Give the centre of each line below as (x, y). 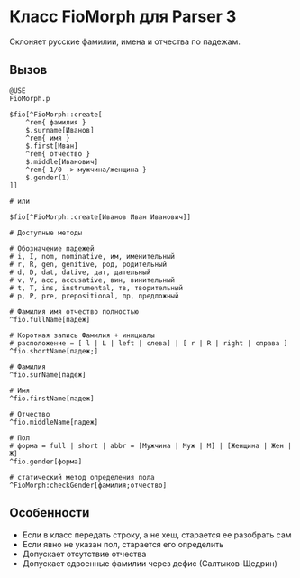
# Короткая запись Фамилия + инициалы (82, 335)
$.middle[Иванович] (62, 161)
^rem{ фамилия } (56, 122)
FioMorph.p (30, 98)
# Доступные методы (46, 233)
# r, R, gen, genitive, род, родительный (88, 264)
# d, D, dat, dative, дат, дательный (80, 272)
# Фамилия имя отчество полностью (74, 312)
